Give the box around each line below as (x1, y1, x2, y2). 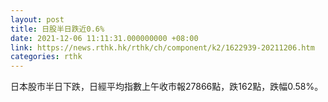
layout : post (10, 14, 65, 25)
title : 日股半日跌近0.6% (10, 24, 105, 34)
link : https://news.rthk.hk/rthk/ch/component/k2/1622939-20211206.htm (10, 42, 315, 53)
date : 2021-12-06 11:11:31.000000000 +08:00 (10, 33, 199, 43)
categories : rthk (10, 52, 83, 62)
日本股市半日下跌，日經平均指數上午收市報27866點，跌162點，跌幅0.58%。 (10, 81, 324, 93)
